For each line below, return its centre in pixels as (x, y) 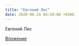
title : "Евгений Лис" (28, 10)
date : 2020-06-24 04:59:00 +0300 (40, 14)
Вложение (16, 38)
